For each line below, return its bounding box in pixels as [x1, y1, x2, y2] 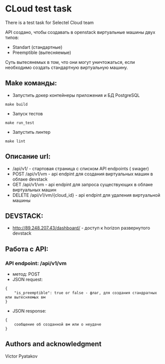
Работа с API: [5, 245, 49, 253]
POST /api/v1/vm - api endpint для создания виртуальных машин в [12, 171, 153, 177]
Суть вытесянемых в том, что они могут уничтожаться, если [5, 59, 135, 65]
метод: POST [12, 271, 40, 277]
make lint [5, 138, 26, 144]
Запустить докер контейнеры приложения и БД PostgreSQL [12, 92, 140, 98]
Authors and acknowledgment [5, 340, 102, 349]
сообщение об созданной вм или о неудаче [14, 322, 101, 327]
